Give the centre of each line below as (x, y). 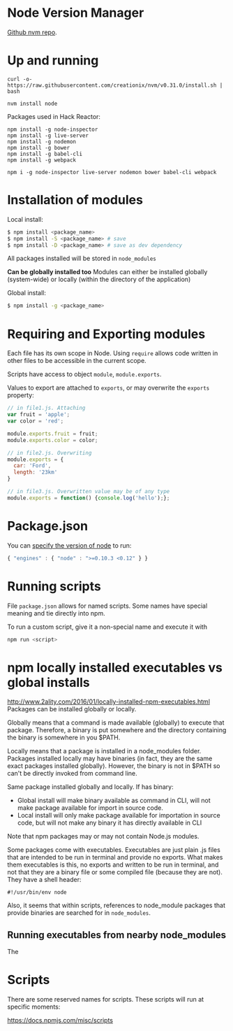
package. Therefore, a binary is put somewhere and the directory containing (117, 730)
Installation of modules (75, 200)
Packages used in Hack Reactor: (54, 116)
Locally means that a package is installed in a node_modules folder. (104, 751)
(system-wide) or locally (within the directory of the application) (99, 279)
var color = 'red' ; (36, 421)
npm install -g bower (39, 148)
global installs (49, 682)
